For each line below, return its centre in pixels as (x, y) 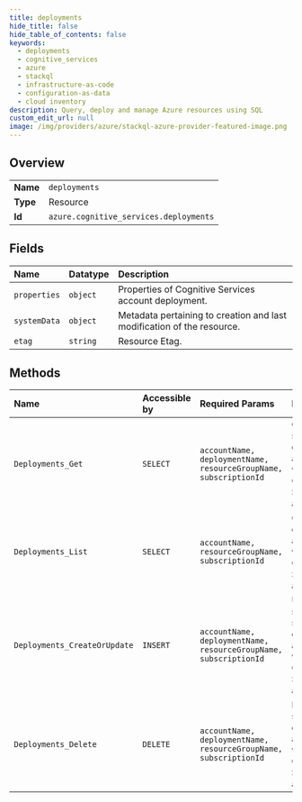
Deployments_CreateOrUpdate (74, 646)
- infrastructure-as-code (66, 85)
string (83, 341)
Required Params (237, 404)
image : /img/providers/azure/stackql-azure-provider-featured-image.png (148, 127)
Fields (27, 249)
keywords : (28, 43)
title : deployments (46, 18)
